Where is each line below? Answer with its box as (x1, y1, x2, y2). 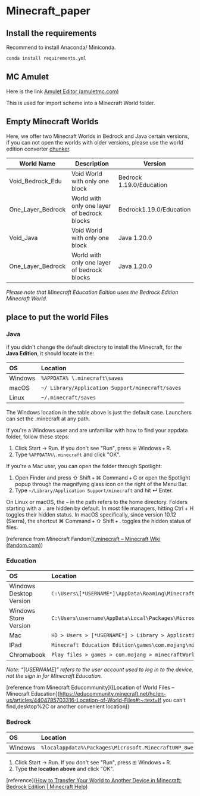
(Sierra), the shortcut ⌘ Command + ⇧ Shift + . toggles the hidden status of (6, 518, 192, 525)
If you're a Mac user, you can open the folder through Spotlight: (6, 463, 162, 470)
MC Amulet (6, 72, 49, 82)
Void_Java (9, 233, 38, 242)
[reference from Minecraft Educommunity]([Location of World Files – (6, 684, 174, 691)
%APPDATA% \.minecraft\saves (40, 375, 124, 382)
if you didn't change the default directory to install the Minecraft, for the (6, 343, 182, 351)
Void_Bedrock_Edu (9, 177, 62, 185)
